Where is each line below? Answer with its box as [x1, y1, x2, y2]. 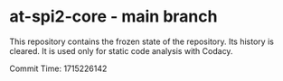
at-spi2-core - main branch [9, 6, 218, 27]
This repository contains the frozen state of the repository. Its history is [9, 36, 274, 47]
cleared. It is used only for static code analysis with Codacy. [9, 45, 233, 56]
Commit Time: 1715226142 [9, 63, 108, 74]
